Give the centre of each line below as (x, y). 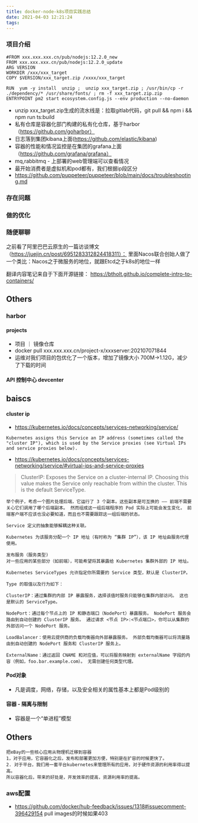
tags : (13, 22)
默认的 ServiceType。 (35, 602)
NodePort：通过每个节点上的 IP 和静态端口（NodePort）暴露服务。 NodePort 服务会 (99, 613)
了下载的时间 (30, 365)
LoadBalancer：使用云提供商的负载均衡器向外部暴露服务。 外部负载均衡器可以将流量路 (98, 637)
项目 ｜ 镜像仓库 (34, 344)
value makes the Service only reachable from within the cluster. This (104, 483)
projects (17, 330)
